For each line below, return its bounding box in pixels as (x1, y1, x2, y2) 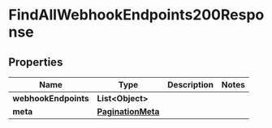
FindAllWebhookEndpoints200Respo (8, 6, 265, 24)
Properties (8, 55, 63, 69)
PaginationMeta (97, 106, 160, 117)
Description (167, 79, 214, 90)
